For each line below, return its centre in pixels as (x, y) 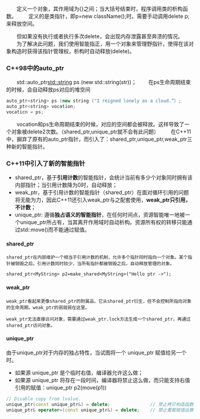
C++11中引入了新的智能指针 (46, 163)
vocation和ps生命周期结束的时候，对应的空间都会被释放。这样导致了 (101, 124)
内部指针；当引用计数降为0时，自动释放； (66, 185)
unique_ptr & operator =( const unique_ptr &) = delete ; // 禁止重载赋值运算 (100, 410)
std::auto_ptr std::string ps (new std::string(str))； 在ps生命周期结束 (104, 82)
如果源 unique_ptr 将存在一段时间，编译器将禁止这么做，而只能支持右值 (102, 380)
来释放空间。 (22, 24)
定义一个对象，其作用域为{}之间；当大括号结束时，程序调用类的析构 (100, 9)
